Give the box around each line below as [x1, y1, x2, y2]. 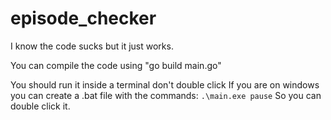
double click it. [10, 100, 71, 112]
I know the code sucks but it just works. [10, 40, 174, 52]
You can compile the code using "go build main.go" [10, 59, 222, 71]
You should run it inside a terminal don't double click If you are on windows [10, 78, 320, 91]
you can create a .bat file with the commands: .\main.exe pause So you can [10, 89, 322, 101]
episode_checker [10, 7, 157, 30]
